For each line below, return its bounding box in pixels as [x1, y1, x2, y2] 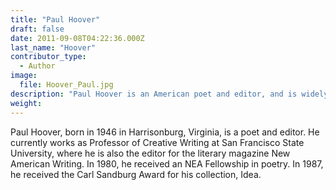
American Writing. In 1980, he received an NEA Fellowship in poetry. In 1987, [10, 157, 324, 170]
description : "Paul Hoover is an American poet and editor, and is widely [10, 89, 329, 99]
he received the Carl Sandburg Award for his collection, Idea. [10, 168, 262, 180]
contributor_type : [10, 52, 87, 62]
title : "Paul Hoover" [10, 14, 101, 25]
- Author [19, 61, 56, 71]
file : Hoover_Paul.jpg [19, 80, 114, 90]
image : [10, 71, 38, 81]
